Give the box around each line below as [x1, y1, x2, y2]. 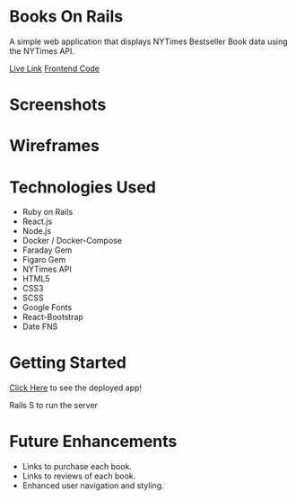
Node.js [22, 226, 52, 237]
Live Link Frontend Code [9, 63, 100, 74]
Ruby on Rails [22, 207, 74, 218]
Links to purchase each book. [22, 461, 133, 472]
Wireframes [9, 136, 100, 156]
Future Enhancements [9, 432, 178, 451]
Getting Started [9, 353, 127, 373]
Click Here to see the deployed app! [9, 382, 142, 393]
